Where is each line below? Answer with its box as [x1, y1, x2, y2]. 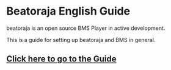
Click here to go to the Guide [6, 54, 117, 65]
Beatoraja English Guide [6, 4, 131, 18]
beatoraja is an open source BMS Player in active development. [6, 24, 166, 32]
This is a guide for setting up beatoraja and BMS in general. [6, 36, 156, 43]
